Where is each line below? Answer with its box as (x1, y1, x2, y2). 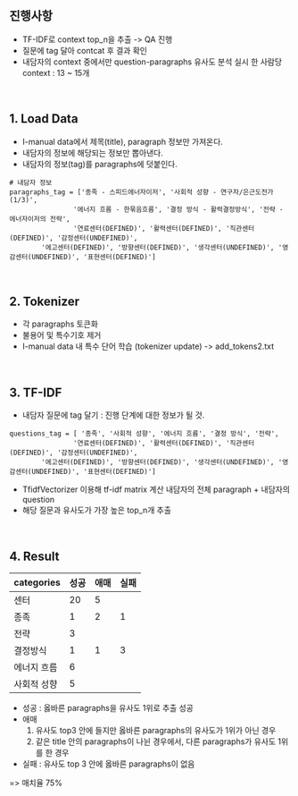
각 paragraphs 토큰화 (21, 318, 98, 329)
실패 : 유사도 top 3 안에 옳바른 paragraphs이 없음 (21, 758, 195, 769)
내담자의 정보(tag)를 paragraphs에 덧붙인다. (21, 158, 178, 169)
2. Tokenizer (9, 294, 80, 309)
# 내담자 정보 (9, 178, 53, 187)
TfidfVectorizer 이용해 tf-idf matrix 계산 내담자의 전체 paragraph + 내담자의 (21, 484, 290, 495)
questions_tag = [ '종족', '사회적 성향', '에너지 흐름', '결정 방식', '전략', (9, 429, 279, 438)
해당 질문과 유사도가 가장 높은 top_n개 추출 (21, 504, 172, 516)
